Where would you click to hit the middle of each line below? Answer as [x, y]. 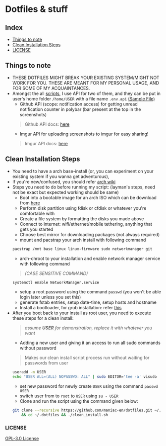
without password [38, 348]
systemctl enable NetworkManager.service [55, 282]
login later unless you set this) [50, 297]
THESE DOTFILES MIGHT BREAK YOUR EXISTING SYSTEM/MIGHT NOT [86, 78]
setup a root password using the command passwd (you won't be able [90, 292]
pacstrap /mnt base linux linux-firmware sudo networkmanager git [82, 249]
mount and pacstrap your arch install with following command [83, 240]
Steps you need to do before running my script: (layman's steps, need [83, 187]
